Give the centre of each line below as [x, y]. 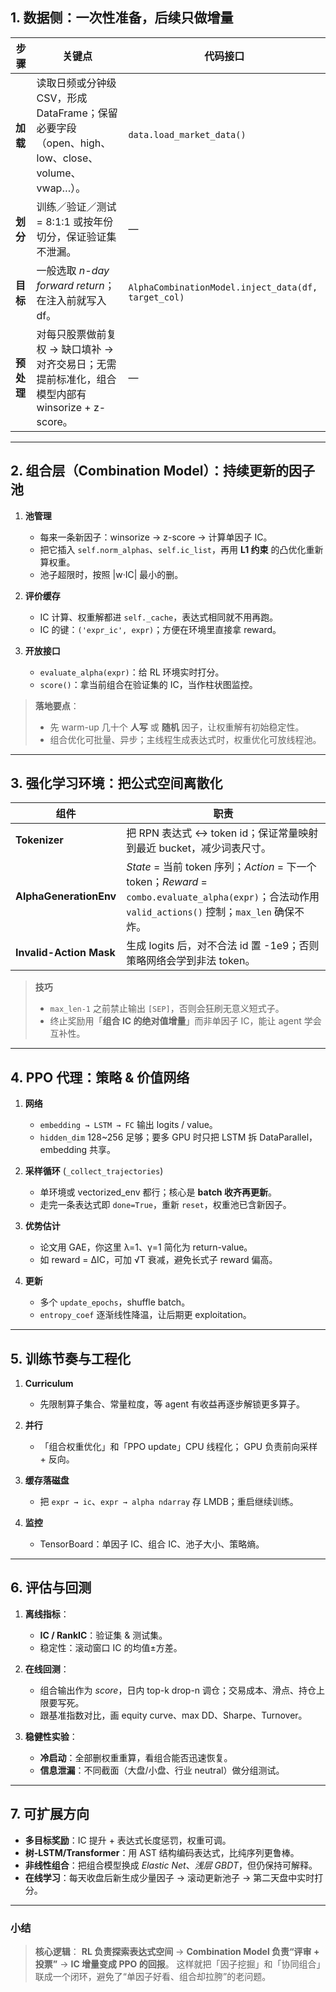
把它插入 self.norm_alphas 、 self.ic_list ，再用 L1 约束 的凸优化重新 [181, 549]
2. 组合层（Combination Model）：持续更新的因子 [163, 471]
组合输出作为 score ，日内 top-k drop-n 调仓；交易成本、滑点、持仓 [178, 1690]
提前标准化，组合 [76, 379]
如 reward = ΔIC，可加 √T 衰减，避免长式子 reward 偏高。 [158, 1260]
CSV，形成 [62, 98]
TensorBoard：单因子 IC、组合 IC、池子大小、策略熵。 [152, 1544]
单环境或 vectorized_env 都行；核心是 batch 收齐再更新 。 [158, 1192]
